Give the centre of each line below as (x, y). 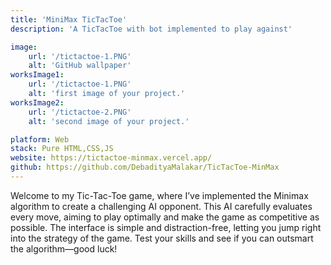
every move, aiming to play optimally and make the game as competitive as (165, 217)
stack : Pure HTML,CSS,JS (62, 149)
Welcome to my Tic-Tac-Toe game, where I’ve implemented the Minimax (159, 195)
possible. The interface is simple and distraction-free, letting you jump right (166, 227)
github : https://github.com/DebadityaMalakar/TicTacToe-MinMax (145, 167)
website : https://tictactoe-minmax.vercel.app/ (111, 158)
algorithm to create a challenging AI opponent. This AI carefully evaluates (161, 206)
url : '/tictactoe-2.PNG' (80, 112)
